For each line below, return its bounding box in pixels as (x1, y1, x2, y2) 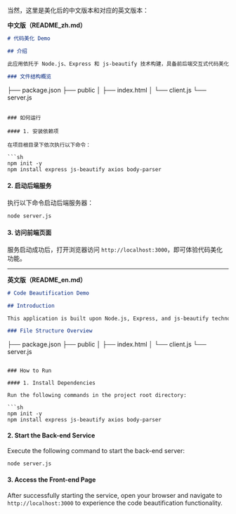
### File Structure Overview (7, 327, 93, 334)
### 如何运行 (7, 114, 41, 121)
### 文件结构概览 (7, 73, 51, 80)
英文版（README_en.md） (7, 276, 86, 284)
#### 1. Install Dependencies (7, 379, 96, 387)
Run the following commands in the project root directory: (7, 392, 188, 399)
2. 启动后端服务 (7, 182, 52, 190)
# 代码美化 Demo (7, 35, 51, 42)
